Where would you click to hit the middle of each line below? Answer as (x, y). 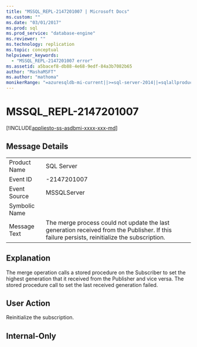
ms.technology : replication (40, 45)
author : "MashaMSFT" (31, 72)
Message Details (37, 147)
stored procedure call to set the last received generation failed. (82, 285)
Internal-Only (31, 336)
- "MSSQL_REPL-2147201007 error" (52, 61)
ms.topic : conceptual (33, 50)
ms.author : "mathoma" (33, 77)
